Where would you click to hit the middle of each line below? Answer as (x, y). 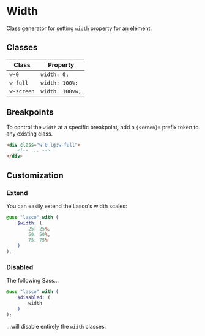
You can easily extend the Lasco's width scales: (67, 206)
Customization (35, 175)
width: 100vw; (61, 91)
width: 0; (55, 74)
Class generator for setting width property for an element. (79, 28)
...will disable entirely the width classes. (56, 326)
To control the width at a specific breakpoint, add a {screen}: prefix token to (102, 127)
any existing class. (30, 134)
